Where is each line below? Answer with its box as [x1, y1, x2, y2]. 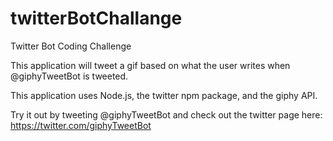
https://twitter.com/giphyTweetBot [10, 119, 152, 131]
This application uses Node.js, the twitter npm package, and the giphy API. [10, 89, 318, 101]
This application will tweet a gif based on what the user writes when [10, 59, 291, 71]
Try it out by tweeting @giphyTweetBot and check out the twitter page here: [10, 108, 323, 121]
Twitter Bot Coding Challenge [10, 40, 132, 52]
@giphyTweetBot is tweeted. [10, 70, 129, 82]
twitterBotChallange [10, 7, 183, 30]
